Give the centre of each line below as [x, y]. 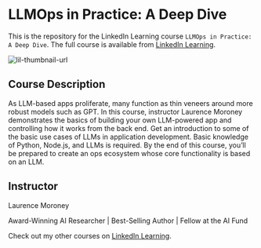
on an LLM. [26, 162]
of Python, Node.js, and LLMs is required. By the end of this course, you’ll [127, 145]
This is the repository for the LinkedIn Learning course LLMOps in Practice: [130, 36]
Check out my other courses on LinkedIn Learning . [90, 235]
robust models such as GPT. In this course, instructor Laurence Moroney [125, 111]
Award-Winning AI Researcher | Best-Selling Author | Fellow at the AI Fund [128, 221]
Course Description [57, 84]
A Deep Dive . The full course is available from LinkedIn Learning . [112, 44]
